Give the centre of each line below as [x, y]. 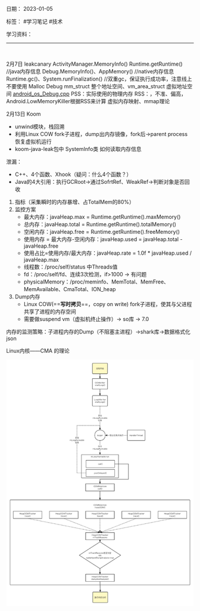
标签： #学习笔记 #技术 [35, 21]
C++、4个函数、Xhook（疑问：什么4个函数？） [73, 174]
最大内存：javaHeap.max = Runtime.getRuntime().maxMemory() [102, 217]
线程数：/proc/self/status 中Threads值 [71, 267]
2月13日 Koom [24, 114]
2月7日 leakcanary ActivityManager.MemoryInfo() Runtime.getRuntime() [94, 64]
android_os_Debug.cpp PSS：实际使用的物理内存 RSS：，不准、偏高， [99, 94]
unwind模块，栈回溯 [40, 126]
